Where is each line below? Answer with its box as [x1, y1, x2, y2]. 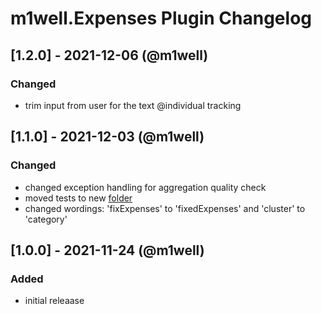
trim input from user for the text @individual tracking [24, 99, 242, 111]
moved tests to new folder [24, 192, 133, 204]
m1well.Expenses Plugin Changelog [10, 7, 312, 30]
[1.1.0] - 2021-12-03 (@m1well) [10, 128, 205, 146]
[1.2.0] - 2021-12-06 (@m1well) [10, 47, 209, 64]
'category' [24, 213, 68, 225]
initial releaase [24, 295, 85, 307]
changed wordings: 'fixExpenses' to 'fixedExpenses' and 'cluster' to [24, 202, 306, 214]
